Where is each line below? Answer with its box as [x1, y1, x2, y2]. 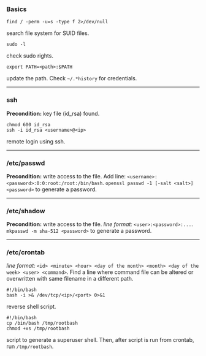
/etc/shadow [6, 206, 45, 215]
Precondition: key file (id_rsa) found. [6, 110, 100, 117]
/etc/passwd [6, 159, 45, 167]
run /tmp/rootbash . [6, 343, 54, 350]
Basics [6, 5, 27, 13]
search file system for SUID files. [6, 29, 90, 37]
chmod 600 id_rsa [6, 121, 51, 127]
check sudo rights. [6, 52, 54, 59]
